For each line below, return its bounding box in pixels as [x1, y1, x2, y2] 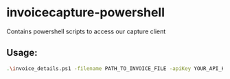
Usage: [6, 47, 38, 59]
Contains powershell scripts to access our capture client [6, 27, 166, 35]
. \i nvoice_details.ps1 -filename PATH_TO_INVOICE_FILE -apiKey [6, 65, 192, 72]
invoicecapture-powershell [6, 5, 165, 20]
